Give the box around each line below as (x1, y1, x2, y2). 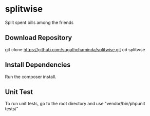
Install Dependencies (5, 61, 71, 69)
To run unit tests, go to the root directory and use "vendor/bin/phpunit (5, 101, 145, 107)
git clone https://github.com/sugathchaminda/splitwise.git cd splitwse (5, 46, 145, 52)
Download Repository (5, 34, 72, 42)
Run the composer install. (5, 74, 56, 79)
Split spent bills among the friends (5, 19, 74, 25)
